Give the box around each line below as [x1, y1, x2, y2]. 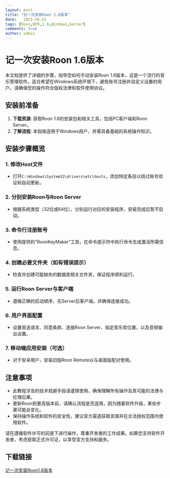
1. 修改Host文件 [5, 161, 43, 168]
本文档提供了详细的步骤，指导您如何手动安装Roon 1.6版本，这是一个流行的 [5, 72, 160, 78]
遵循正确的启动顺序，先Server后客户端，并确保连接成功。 [12, 298, 133, 304]
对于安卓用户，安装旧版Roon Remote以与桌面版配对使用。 [12, 357, 134, 363]
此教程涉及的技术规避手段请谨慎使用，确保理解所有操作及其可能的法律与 [12, 388, 163, 394]
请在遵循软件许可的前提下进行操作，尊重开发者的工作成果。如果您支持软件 [5, 430, 160, 436]
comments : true [5, 26, 37, 31]
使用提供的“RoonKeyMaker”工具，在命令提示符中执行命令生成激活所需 [12, 239, 159, 245]
